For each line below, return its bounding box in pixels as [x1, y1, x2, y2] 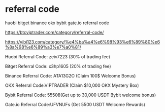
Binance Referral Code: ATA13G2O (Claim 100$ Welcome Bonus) [5, 73, 136, 78]
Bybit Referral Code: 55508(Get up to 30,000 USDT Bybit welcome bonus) [5, 92, 156, 98]
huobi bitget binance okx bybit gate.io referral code [5, 20, 109, 26]
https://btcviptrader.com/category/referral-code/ [5, 29, 104, 35]
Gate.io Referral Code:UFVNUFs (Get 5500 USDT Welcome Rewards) [5, 101, 145, 107]
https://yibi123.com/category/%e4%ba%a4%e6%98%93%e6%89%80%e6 [5, 38, 160, 45]
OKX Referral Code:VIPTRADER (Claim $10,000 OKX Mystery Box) [5, 82, 139, 88]
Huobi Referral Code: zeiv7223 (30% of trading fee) [5, 53, 110, 60]
